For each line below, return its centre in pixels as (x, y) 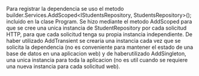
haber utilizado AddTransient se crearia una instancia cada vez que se (93, 41)
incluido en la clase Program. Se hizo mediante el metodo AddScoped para (99, 21)
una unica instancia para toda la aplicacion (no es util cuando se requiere (97, 60)
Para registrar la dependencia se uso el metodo (65, 9)
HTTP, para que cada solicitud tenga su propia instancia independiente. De (99, 34)
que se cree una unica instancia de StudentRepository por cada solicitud (96, 28)
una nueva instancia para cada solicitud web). (63, 66)
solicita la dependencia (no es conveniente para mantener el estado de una (100, 47)
